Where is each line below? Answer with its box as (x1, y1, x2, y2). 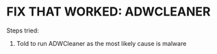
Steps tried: (6, 26, 39, 34)
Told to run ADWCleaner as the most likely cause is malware (16, 39, 187, 47)
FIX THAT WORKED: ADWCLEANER (6, 4, 211, 20)
